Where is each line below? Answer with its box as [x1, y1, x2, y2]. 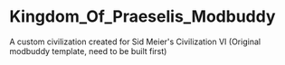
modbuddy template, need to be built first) [9, 45, 167, 56]
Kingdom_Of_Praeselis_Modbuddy [9, 6, 276, 27]
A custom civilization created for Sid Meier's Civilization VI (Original [9, 36, 261, 47]
